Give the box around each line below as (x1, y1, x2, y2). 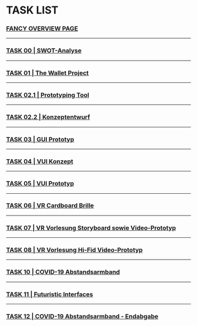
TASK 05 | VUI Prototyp (6, 180, 74, 188)
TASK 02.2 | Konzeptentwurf (6, 113, 90, 121)
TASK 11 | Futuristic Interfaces (6, 290, 93, 298)
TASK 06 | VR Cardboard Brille (6, 201, 94, 210)
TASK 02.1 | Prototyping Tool (6, 91, 90, 99)
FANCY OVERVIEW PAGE (6, 25, 78, 33)
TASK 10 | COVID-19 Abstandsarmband (6, 268, 120, 276)
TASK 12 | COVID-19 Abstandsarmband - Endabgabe (6, 312, 158, 320)
